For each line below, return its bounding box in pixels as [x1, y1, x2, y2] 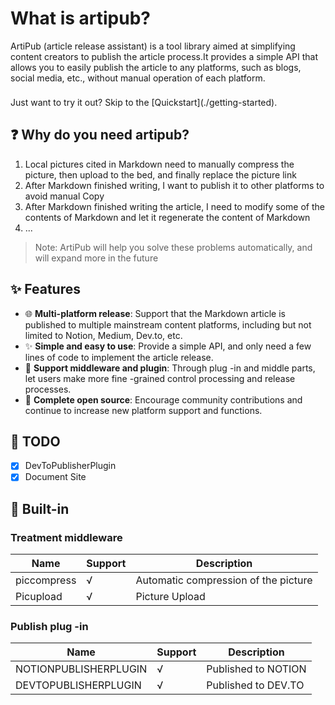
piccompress [15, 573, 77, 587]
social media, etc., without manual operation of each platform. [10, 72, 266, 84]
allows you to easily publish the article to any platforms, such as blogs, [10, 61, 302, 73]
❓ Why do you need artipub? [10, 127, 190, 144]
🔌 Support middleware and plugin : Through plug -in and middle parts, [24, 362, 316, 374]
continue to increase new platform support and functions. [24, 404, 263, 416]
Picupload [15, 590, 63, 604]
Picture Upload [135, 590, 206, 604]
